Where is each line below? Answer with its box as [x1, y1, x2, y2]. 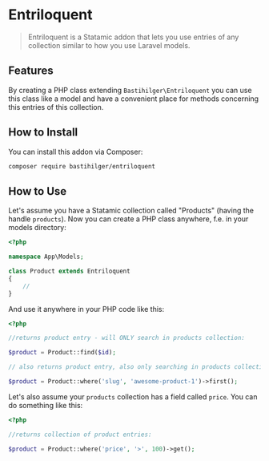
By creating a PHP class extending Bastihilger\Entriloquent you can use [8, 85, 252, 95]
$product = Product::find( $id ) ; [8, 349, 116, 357]
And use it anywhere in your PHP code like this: [8, 304, 165, 313]
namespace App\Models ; [8, 253, 84, 261]
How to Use [8, 184, 67, 198]
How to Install [8, 126, 78, 140]
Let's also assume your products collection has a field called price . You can [8, 391, 258, 402]
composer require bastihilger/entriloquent [8, 162, 156, 170]
